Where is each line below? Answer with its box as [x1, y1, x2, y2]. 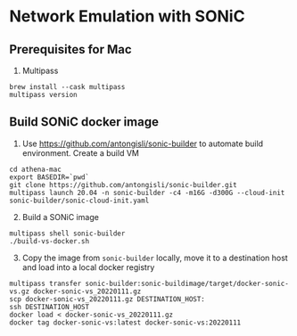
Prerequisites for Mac [9, 42, 132, 57]
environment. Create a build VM [21, 147, 140, 158]
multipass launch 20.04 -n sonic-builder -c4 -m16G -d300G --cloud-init [9, 188, 285, 197]
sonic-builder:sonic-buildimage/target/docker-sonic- [85, 279, 290, 288]
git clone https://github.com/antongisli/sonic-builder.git [9, 180, 238, 189]
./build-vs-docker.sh [9, 236, 90, 246]
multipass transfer [9, 279, 82, 288]
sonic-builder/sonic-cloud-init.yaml [9, 196, 150, 205]
